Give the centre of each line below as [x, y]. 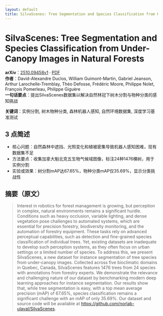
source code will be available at [48, 304]
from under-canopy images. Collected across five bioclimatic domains [87, 263]
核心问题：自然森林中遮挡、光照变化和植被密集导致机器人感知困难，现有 [84, 147]
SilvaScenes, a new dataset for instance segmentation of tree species [87, 257]
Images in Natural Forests [92, 58]
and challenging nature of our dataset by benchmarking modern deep [87, 278]
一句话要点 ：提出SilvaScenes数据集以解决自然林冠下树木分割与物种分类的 [79, 95]
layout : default [21, 9]
